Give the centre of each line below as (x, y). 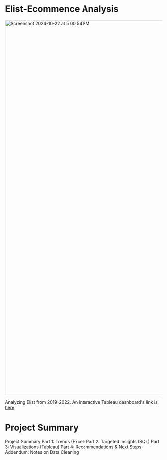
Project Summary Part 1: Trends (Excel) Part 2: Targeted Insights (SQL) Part (82, 441)
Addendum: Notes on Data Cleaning (42, 452)
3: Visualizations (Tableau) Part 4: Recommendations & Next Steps (73, 447)
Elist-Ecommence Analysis (62, 9)
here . (10, 407)
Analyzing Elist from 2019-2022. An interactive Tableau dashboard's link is (81, 402)
